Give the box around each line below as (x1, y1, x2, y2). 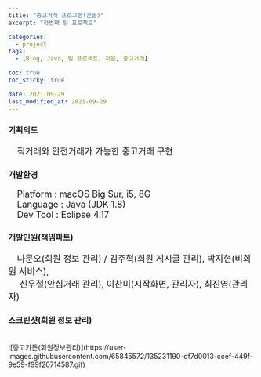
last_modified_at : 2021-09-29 (8, 97, 107, 106)
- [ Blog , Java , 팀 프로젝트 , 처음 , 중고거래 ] (15, 55, 149, 63)
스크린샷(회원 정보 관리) (8, 315, 92, 326)
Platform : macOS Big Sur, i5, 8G (16, 189, 151, 200)
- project (15, 40, 47, 48)
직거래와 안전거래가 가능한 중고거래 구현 (16, 146, 174, 158)
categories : (8, 33, 47, 41)
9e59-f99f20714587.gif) (8, 360, 86, 369)
